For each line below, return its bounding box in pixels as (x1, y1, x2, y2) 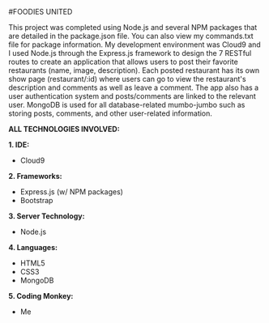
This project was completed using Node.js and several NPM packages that (8, 23, 258, 32)
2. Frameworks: (8, 172, 62, 181)
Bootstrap (19, 196, 53, 205)
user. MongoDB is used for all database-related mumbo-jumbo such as (8, 100, 246, 109)
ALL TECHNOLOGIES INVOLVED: (8, 125, 120, 134)
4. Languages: (8, 243, 58, 252)
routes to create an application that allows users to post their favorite (8, 57, 239, 66)
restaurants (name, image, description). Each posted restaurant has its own (8, 66, 260, 75)
